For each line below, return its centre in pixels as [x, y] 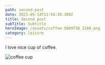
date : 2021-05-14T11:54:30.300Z [39, 14]
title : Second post [26, 19]
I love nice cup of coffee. [31, 47]
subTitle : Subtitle [26, 24]
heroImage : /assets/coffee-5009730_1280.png [53, 28]
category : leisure [24, 33]
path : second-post [24, 10]
